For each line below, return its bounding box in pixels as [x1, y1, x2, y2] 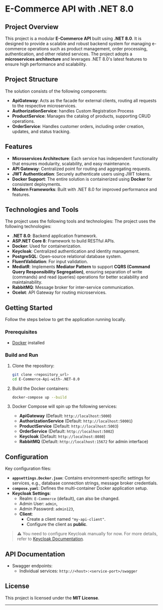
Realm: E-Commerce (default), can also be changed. [19, 496, 120, 501]
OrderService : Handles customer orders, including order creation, [12, 123, 145, 129]
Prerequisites [5, 329, 37, 336]
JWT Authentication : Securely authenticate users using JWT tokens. [12, 171, 151, 177]
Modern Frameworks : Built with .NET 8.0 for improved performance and [12, 186, 157, 192]
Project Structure [5, 75, 58, 83]
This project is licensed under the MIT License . [5, 595, 99, 601]
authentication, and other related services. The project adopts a [5, 51, 132, 57]
